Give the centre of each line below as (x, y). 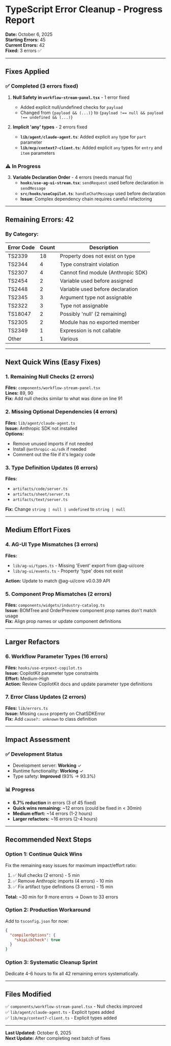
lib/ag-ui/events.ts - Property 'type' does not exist (68, 571)
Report (20, 20)
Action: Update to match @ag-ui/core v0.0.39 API (58, 581)
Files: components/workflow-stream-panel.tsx (53, 388)
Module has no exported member (100, 322)
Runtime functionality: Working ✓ (48, 770)
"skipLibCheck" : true (37, 940)
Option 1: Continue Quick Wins (44, 854)
